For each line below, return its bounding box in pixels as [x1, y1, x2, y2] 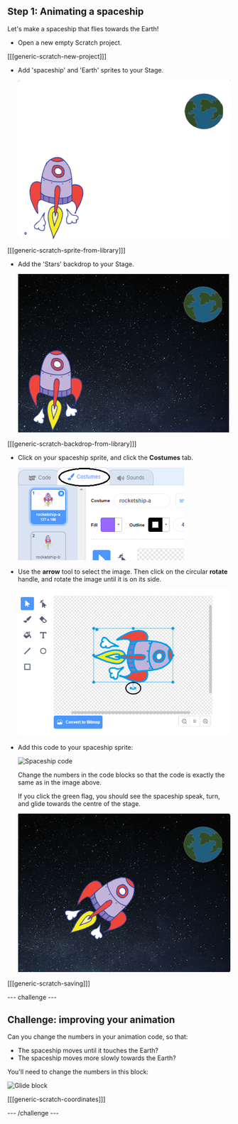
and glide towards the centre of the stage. [17, 800, 141, 808]
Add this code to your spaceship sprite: [17, 743, 134, 752]
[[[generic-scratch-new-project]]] [7, 52, 107, 60]
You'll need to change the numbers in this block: [7, 1068, 149, 1076]
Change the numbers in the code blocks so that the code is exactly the [17, 770, 225, 780]
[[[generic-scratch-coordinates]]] [7, 1095, 106, 1103]
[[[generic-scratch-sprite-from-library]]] [7, 246, 126, 254]
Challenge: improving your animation [7, 1013, 175, 1025]
